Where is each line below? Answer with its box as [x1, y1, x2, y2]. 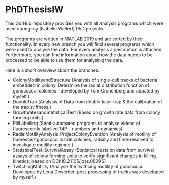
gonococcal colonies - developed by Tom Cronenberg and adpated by [12, 87, 160, 94]
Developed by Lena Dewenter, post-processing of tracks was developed [12, 169, 164, 175]
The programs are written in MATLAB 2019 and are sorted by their [5, 36, 143, 42]
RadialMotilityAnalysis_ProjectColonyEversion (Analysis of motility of [12, 131, 156, 137]
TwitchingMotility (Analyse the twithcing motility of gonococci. [12, 163, 144, 169]
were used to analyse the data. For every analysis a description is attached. [5, 46, 163, 52]
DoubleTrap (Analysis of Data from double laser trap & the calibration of [12, 98, 162, 105]
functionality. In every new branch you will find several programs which [5, 41, 155, 47]
